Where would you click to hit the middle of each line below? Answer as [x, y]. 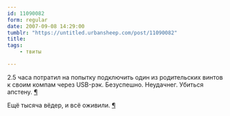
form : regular [28, 20]
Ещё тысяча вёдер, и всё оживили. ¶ [61, 105]
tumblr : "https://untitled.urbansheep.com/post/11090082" [92, 33]
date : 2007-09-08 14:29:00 [46, 26]
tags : [15, 45]
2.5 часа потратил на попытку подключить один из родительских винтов [115, 77]
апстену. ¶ [22, 92]
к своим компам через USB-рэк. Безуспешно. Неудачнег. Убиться [105, 84]
